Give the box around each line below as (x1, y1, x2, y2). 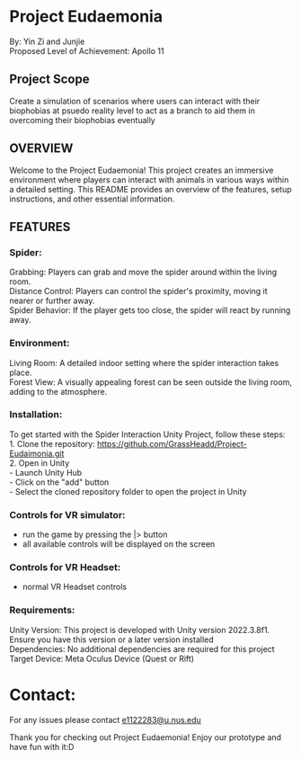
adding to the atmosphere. (9, 386, 108, 397)
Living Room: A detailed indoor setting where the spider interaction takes (9, 357, 279, 368)
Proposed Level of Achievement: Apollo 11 (9, 45, 164, 56)
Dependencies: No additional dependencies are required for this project (9, 643, 276, 654)
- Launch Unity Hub (9, 467, 83, 478)
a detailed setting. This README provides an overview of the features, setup (9, 183, 292, 194)
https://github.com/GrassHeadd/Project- (97, 438, 247, 449)
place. (9, 367, 33, 378)
